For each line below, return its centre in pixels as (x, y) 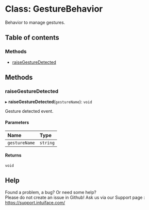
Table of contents (32, 38)
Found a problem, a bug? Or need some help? (51, 192)
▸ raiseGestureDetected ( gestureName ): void (49, 102)
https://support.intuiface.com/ (35, 202)
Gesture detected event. (29, 111)
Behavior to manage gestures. (35, 22)
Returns (13, 155)
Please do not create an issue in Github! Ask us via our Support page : (75, 197)
